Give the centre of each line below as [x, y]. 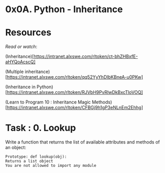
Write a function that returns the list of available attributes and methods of [82, 142]
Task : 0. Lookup [41, 128]
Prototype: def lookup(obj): [36, 157]
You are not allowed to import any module [51, 166]
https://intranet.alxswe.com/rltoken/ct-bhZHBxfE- [86, 56]
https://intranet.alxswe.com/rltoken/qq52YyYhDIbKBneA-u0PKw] [75, 77]
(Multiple [14, 72]
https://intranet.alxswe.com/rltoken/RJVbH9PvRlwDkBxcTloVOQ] [75, 92]
